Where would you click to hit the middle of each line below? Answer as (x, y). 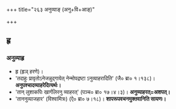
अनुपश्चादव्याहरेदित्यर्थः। (38, 85)
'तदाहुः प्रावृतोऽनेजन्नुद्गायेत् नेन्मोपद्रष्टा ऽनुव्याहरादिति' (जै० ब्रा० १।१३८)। (85, 78)
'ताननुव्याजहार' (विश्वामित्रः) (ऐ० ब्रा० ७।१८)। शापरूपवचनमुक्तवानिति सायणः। (90, 99)
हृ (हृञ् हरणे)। (29, 71)
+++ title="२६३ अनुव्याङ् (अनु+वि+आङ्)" (51, 9)
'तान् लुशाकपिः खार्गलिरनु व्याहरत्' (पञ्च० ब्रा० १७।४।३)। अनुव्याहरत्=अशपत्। (93, 92)
